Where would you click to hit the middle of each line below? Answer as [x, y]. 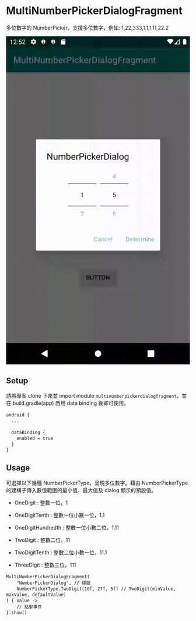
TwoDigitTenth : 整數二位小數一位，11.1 [61, 552]
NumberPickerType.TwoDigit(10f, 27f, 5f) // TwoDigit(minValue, [96, 589]
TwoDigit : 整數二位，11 [42, 540]
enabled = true [35, 438]
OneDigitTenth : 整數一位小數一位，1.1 [60, 515]
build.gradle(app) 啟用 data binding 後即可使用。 [71, 403]
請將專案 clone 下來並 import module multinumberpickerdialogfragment [91, 395]
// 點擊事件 [29, 607]
